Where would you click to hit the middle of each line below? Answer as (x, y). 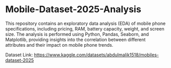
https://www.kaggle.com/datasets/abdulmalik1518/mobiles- (96, 55)
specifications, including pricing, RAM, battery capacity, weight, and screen (85, 28)
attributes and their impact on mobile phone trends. (59, 45)
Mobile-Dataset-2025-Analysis (73, 9)
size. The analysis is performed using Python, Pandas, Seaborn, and (77, 34)
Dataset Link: (19, 55)
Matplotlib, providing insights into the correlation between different (76, 40)
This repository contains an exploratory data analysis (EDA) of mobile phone (86, 23)
